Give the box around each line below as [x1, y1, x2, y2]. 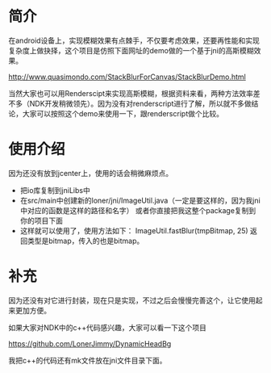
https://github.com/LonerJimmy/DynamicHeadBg [8, 338, 172, 348]
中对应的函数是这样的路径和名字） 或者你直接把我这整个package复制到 [19, 205, 256, 215]
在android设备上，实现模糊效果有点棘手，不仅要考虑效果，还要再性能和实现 [8, 36, 261, 45]
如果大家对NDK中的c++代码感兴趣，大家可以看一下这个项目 [8, 322, 207, 332]
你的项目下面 [19, 216, 63, 225]
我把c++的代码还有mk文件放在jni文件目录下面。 [8, 355, 167, 365]
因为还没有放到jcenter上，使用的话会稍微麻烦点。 [8, 168, 173, 178]
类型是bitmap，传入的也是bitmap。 [27, 236, 144, 245]
